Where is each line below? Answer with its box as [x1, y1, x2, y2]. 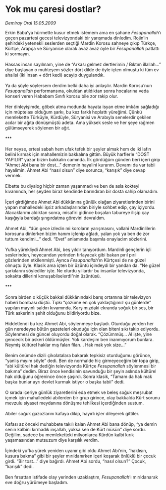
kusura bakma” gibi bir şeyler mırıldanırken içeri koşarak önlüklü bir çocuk [5, 453, 156, 459]
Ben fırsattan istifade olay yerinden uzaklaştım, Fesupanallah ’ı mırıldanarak [5, 474, 158, 480]
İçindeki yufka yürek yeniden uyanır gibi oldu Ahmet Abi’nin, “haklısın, [5, 447, 148, 454]
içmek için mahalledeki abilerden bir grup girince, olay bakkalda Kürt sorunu [5, 394, 160, 400]
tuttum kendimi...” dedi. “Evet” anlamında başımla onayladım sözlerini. [5, 236, 148, 242]
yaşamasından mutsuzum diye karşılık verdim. [5, 437, 99, 443]
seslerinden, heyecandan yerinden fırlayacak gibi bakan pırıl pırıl [5, 251, 137, 257]
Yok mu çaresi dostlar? [5, 3, 102, 15]
